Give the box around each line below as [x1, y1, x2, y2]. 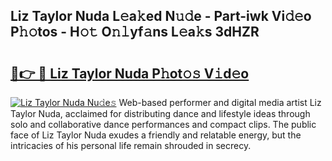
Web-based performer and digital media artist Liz [118, 97, 322, 108]
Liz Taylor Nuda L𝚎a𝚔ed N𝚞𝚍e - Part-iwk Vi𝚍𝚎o [10, 8, 312, 25]
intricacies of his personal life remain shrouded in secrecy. [10, 140, 252, 151]
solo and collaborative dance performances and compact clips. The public [10, 119, 317, 130]
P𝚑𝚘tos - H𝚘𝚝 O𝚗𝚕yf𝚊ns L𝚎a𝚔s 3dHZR [10, 24, 260, 41]
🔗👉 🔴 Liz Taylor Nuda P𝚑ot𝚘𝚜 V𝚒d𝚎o [10, 65, 250, 82]
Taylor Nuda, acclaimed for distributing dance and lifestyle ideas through [10, 108, 311, 119]
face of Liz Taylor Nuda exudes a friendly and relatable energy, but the [10, 129, 302, 141]
